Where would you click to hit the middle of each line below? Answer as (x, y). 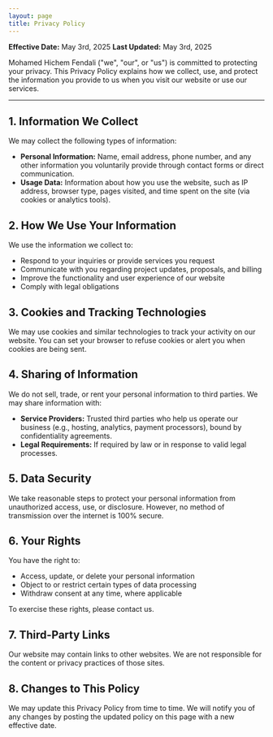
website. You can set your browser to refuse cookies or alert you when (127, 340)
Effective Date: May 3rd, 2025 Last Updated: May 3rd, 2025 (110, 46)
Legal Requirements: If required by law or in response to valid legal (133, 444)
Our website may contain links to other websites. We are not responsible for (135, 654)
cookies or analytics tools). (65, 200)
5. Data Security (50, 479)
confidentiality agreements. (66, 436)
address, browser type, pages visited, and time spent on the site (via (135, 191)
